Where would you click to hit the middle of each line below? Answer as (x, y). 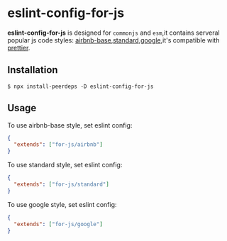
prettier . (19, 47)
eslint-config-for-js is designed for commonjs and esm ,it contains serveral (113, 33)
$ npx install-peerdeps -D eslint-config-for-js (81, 86)
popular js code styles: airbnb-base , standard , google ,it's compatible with (113, 40)
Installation (33, 70)
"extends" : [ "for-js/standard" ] (62, 185)
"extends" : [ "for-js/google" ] (58, 224)
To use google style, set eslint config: (62, 204)
